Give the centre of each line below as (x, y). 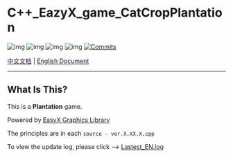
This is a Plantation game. (45, 106)
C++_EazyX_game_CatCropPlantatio (115, 13)
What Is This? (37, 90)
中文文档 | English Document (48, 61)
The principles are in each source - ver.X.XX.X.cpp (81, 133)
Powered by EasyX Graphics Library (59, 120)
